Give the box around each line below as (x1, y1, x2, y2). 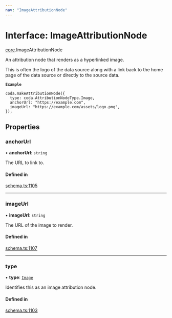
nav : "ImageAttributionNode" (5, 7, 68, 13)
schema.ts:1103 (5, 307, 38, 313)
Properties (5, 123, 40, 131)
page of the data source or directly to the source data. (5, 72, 120, 78)
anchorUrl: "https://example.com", (10, 100, 86, 105)
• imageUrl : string (5, 212, 46, 218)
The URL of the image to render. (5, 222, 73, 228)
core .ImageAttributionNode (5, 47, 63, 53)
